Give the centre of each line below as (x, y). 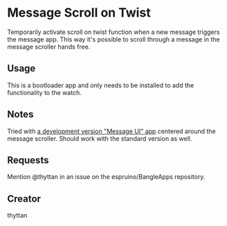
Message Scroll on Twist (79, 13)
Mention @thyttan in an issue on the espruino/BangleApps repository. (106, 177)
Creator (24, 199)
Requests (28, 160)
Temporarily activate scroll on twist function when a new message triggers (113, 32)
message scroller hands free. (49, 46)
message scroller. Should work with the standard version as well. (100, 138)
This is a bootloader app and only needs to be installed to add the (101, 85)
